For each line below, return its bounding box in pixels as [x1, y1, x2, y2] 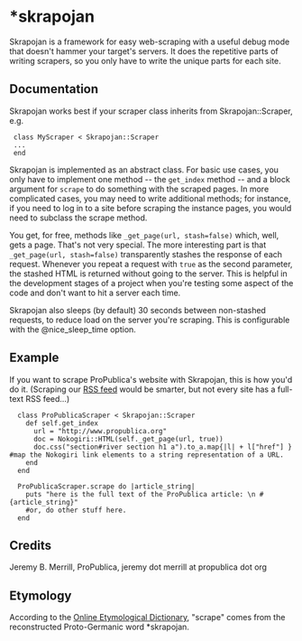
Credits [9, 537, 52, 553]
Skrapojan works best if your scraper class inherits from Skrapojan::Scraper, [9, 106, 293, 116]
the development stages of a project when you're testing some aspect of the [9, 277, 294, 288]
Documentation [9, 81, 99, 97]
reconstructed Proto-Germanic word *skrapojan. [9, 621, 189, 633]
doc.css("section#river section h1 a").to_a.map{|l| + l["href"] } [32, 442, 293, 451]
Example [9, 350, 59, 366]
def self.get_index [25, 418, 99, 428]
